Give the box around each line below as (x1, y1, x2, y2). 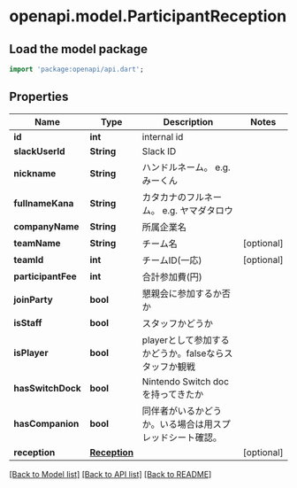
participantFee (13, 270, 77, 283)
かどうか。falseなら (141, 347, 225, 360)
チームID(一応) (141, 254, 202, 267)
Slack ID (141, 144, 177, 157)
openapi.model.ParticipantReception (9, 6, 287, 27)
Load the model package (9, 42, 148, 57)
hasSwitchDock (13, 382, 81, 394)
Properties (9, 89, 69, 105)
